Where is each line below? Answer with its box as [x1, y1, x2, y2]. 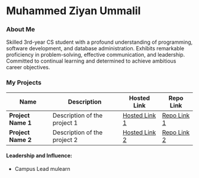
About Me [6, 25, 36, 34]
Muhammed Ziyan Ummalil [6, 4, 141, 18]
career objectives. [6, 64, 50, 71]
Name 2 [9, 135, 32, 144]
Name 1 [9, 118, 32, 127]
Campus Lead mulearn [14, 165, 70, 172]
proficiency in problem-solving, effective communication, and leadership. [6, 51, 185, 59]
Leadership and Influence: [6, 152, 72, 159]
